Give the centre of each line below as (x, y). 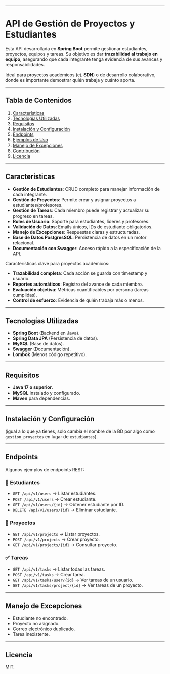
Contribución (26, 151)
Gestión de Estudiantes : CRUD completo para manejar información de (86, 189)
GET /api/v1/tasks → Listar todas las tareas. (59, 569)
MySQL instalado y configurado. (47, 393)
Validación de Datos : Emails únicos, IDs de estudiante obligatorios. (82, 227)
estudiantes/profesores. (37, 205)
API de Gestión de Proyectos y (70, 24)
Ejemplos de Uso (30, 139)
